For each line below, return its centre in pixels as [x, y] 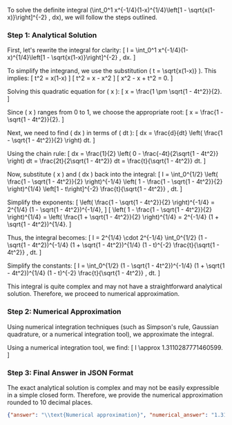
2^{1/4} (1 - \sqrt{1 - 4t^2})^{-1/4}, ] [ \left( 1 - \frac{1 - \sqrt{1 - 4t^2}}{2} [110, 210]
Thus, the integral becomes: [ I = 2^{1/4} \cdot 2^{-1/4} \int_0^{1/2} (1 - [107, 238]
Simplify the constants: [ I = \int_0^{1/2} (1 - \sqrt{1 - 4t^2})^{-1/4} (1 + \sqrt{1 [116, 266]
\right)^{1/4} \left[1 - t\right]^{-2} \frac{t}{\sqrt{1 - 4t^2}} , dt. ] [95, 189]
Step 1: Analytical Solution [52, 35]
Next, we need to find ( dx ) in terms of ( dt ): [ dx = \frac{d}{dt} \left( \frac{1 [115, 133]
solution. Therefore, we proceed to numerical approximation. [94, 294]
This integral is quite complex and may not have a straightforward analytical [115, 286]
